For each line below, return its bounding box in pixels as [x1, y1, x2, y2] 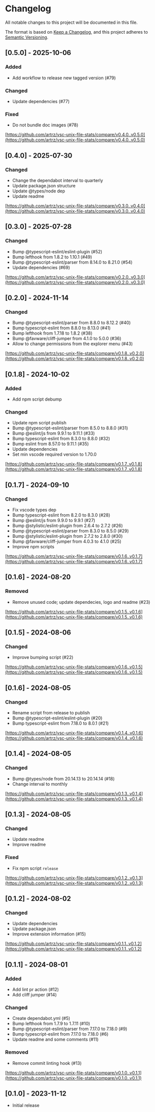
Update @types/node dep [12, 188, 65, 194]
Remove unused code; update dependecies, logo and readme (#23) [12, 599, 151, 605]
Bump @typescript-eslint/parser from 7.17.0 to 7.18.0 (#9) [12, 1026, 127, 1032]
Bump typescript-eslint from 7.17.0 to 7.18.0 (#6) [12, 1031, 109, 1037]
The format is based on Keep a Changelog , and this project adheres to [5, 29, 148, 35]
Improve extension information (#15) [12, 931, 86, 937]
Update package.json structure [12, 182, 76, 188]
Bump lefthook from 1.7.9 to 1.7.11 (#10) [12, 1021, 90, 1027]
